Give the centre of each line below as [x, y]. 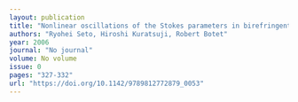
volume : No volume [43, 59]
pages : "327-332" [41, 75]
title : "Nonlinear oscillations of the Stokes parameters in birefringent [150, 26]
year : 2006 [29, 42]
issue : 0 [25, 67]
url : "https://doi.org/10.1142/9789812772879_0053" [106, 83]
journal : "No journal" [51, 51]
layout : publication [47, 17]
